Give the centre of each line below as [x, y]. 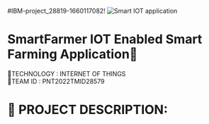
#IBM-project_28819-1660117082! [57, 11]
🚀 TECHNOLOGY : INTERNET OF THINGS [67, 73]
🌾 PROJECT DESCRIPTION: [88, 110]
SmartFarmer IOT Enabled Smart [105, 39]
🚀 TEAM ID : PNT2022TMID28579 [56, 81]
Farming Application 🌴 [73, 55]
